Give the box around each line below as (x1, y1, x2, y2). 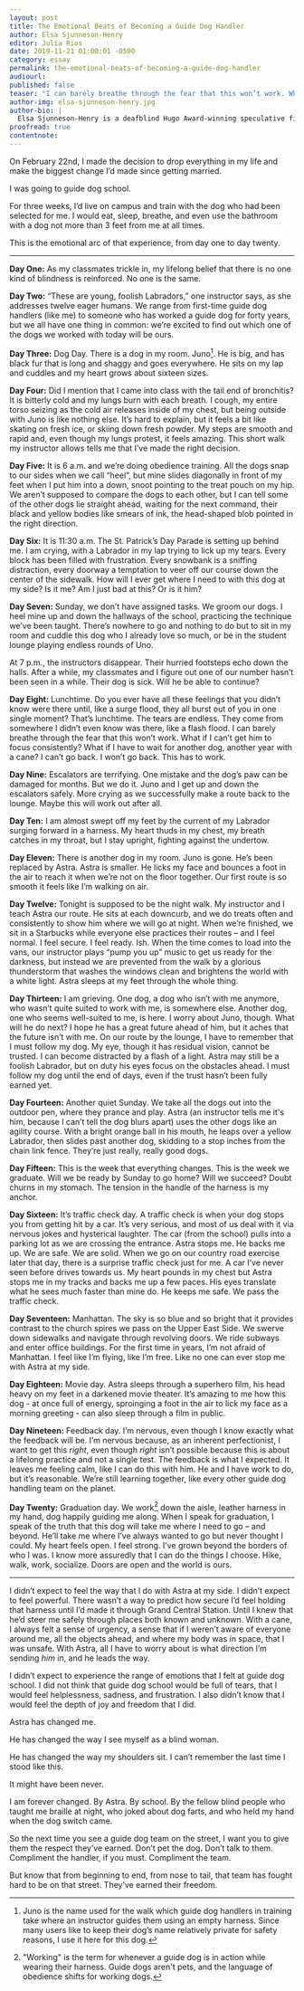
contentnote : (9, 131, 59, 140)
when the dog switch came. (9, 1815, 113, 1826)
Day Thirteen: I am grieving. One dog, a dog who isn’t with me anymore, (9, 993, 280, 1004)
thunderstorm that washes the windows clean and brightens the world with (9, 966, 290, 976)
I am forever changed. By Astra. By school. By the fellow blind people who (9, 1796, 286, 1807)
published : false (9, 81, 75, 90)
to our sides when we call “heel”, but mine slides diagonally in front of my (9, 470, 283, 481)
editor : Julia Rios (9, 38, 83, 48)
